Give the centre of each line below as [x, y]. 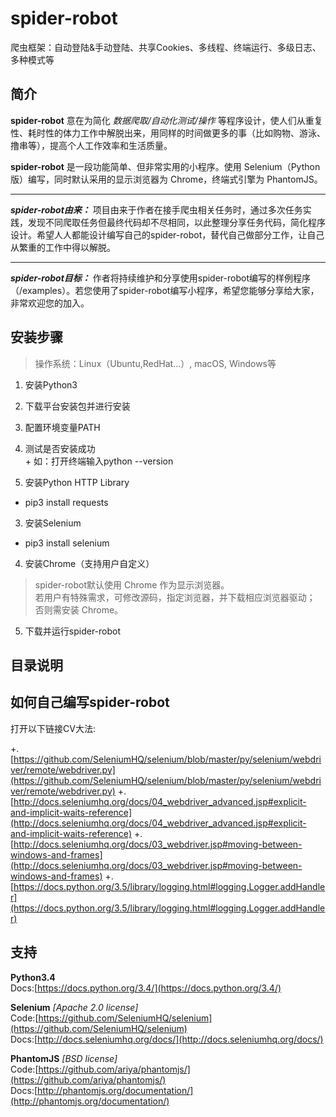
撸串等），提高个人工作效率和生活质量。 [91, 145]
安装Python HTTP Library [77, 482]
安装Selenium [53, 523]
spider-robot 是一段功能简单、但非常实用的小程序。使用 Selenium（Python [165, 166]
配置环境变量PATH [62, 427]
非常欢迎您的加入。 [50, 303]
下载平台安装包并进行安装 [77, 406]
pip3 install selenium [67, 543]
